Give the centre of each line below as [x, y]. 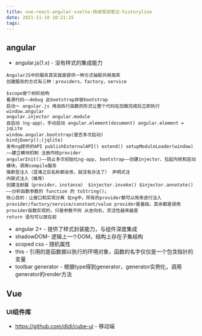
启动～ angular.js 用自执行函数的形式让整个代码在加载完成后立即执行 [83, 106]
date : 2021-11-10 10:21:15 [40, 17]
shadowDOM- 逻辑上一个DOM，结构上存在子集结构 [79, 236]
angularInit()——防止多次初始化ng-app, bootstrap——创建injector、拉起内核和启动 [101, 160]
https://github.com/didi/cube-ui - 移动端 [65, 326]
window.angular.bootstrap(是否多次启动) [55, 135]
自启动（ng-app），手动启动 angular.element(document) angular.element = [95, 123]
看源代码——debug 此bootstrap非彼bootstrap [57, 100]
